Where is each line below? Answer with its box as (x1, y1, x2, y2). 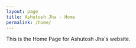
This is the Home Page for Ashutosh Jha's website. (6, 36, 131, 43)
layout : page (6, 8, 38, 15)
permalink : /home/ (6, 19, 51, 25)
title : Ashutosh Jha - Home (6, 14, 76, 20)
